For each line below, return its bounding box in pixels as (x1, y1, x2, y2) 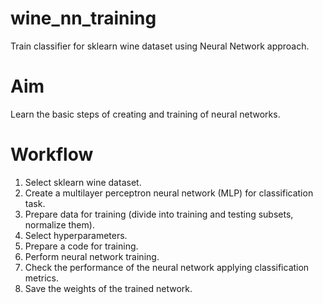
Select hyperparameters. (24, 229, 128, 241)
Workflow (10, 143, 94, 166)
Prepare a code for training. (24, 240, 139, 252)
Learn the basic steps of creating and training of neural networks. (10, 108, 281, 120)
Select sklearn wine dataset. (24, 176, 142, 188)
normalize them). (24, 218, 95, 231)
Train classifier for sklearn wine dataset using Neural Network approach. (10, 40, 310, 52)
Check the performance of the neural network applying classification (24, 261, 310, 273)
